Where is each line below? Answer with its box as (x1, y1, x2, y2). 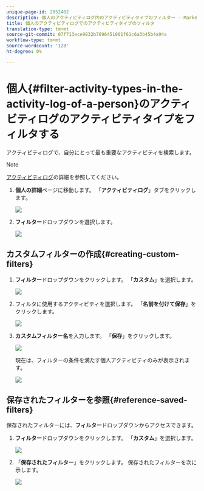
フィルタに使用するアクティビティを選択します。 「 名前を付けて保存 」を (15, 300, 196, 307)
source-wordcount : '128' (6, 43, 69, 49)
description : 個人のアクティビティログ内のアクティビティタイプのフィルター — (6, 15, 181, 21)
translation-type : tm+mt (6, 26, 69, 32)
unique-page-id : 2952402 (6, 9, 69, 15)
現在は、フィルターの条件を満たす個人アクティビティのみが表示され (15, 356, 185, 363)
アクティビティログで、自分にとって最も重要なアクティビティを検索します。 (6, 148, 195, 156)
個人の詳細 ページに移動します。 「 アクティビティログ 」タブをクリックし (15, 186, 196, 193)
